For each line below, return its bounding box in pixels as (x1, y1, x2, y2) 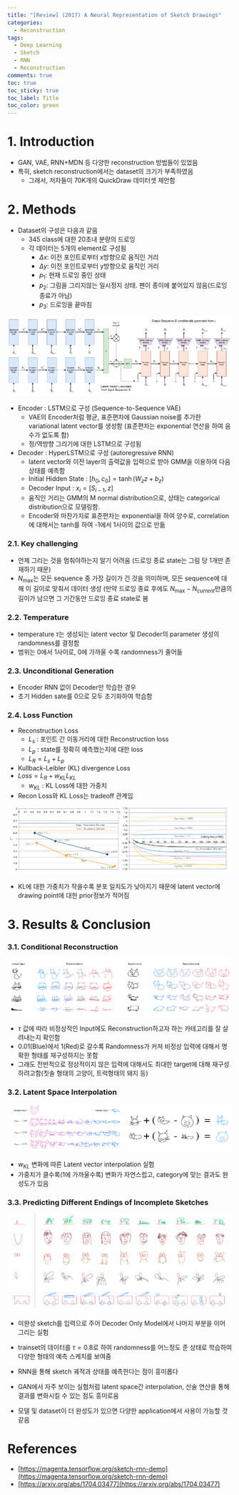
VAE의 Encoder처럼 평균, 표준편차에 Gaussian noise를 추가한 (28, 412, 201, 421)
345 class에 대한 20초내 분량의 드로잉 (28, 235, 136, 243)
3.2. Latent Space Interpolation (7, 1087, 118, 1097)
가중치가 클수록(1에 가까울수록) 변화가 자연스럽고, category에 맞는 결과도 (17, 1170, 221, 1178)
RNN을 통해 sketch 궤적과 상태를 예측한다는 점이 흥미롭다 (17, 1367, 178, 1376)
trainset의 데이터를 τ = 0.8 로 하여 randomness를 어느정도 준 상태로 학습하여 (17, 1343, 233, 1351)
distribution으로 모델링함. (28, 502, 101, 511)
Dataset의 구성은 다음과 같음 (17, 226, 98, 234)
